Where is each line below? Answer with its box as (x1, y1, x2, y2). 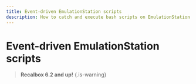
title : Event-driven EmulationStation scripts (6, 8, 122, 15)
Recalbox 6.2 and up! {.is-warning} (20, 71, 107, 78)
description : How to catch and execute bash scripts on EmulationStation (6, 14, 191, 20)
